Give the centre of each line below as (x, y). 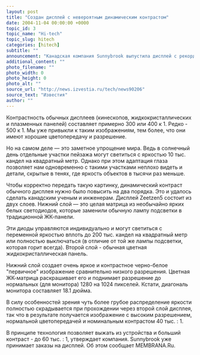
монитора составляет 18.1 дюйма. (49, 291)
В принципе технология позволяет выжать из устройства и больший (93, 332)
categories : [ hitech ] (33, 45)
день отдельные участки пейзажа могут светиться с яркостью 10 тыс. (96, 154)
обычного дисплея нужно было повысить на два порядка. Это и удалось (99, 191)
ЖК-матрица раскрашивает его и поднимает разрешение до (84, 277)
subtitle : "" (22, 51)
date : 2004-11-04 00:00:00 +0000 (48, 23)
